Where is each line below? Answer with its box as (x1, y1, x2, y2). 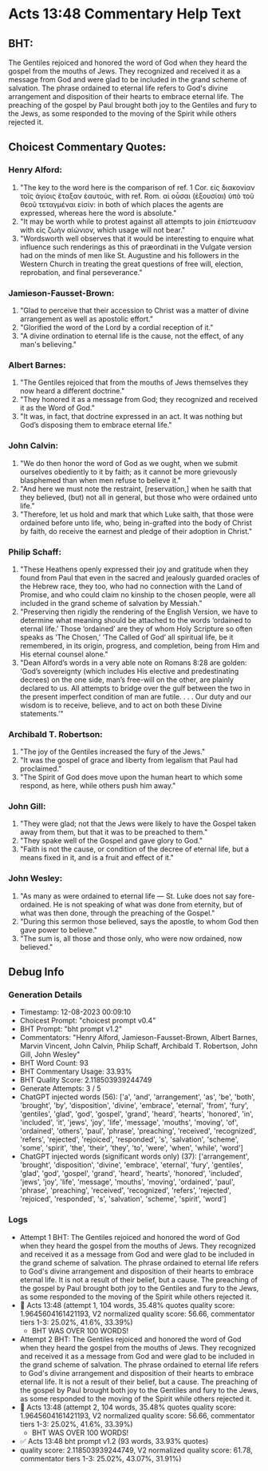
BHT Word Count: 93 (19, 1058, 89, 1068)
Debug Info (8, 965, 65, 979)
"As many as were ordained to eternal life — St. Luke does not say (19, 891, 237, 900)
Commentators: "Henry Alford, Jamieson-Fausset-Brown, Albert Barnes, (19, 1033, 258, 1042)
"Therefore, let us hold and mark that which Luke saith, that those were (19, 509, 254, 519)
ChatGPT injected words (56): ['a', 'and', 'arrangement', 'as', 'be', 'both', (19, 1092, 255, 1102)
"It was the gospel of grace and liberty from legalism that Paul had (19, 755, 238, 765)
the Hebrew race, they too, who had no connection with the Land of (19, 581, 242, 591)
